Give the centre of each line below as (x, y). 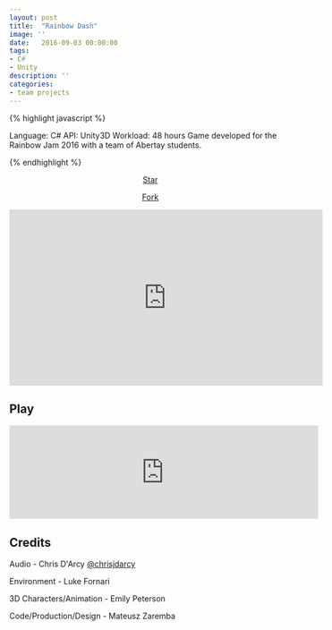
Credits (30, 542)
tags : (19, 51)
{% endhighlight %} (46, 162)
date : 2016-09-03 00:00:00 (64, 43)
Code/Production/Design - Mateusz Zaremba (93, 616)
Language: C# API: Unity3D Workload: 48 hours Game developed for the (143, 135)
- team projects (39, 92)
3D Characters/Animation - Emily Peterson (87, 599)
